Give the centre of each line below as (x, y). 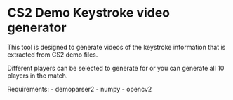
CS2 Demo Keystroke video (89, 13)
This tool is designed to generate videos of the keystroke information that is (116, 47)
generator (37, 28)
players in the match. (38, 76)
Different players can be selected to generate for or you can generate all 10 (116, 68)
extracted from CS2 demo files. (53, 55)
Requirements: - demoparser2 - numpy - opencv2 (80, 89)
